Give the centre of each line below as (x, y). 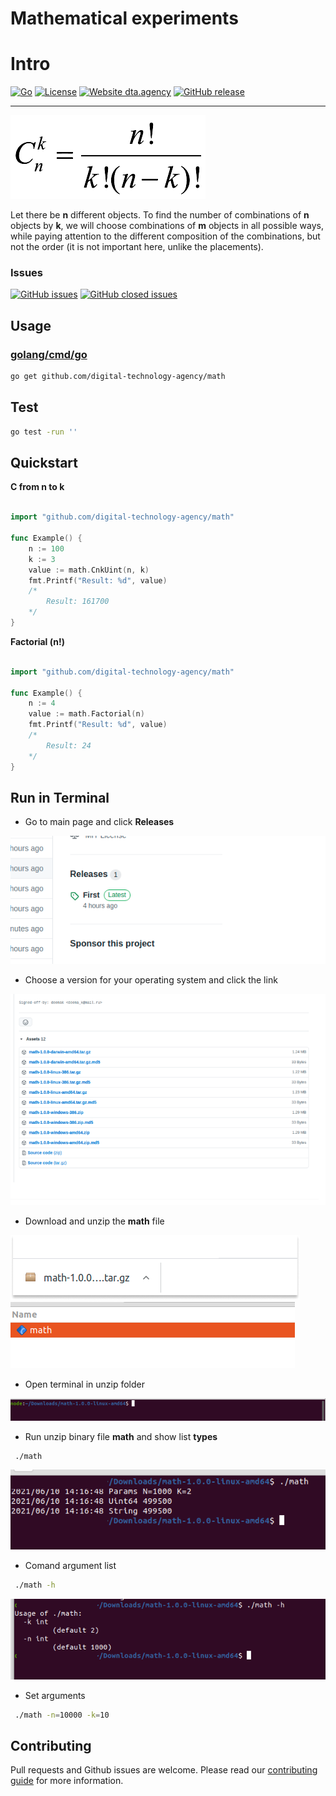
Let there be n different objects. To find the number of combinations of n (160, 215)
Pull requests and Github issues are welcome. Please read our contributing (164, 1770)
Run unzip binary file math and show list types (121, 1436)
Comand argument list (70, 1565)
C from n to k (37, 487)
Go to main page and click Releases (99, 822)
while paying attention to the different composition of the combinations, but (165, 236)
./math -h (35, 1585)
